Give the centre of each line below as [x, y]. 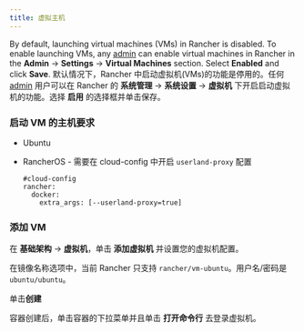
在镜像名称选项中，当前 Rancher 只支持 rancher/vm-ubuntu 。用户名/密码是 [148, 268]
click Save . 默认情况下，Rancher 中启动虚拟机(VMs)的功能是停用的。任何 [147, 74]
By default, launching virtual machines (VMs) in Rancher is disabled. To [143, 44]
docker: [46, 195]
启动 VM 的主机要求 [52, 122]
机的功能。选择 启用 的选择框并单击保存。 [87, 96]
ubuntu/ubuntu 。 [40, 279]
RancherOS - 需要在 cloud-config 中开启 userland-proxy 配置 [137, 161]
